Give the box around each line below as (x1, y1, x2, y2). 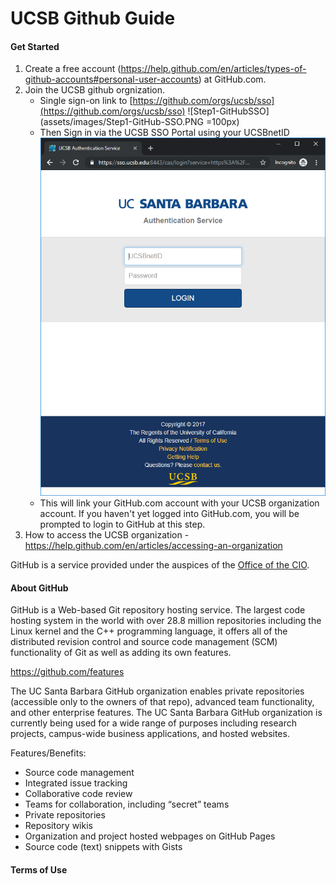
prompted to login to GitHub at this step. (39, 518, 206, 531)
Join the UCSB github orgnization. (24, 84, 166, 96)
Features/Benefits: (10, 747, 87, 759)
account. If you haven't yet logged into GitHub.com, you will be (39, 508, 300, 520)
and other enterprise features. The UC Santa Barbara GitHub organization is (10, 707, 323, 719)
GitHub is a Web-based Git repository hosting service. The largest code (10, 604, 306, 616)
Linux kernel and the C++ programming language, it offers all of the (10, 625, 288, 637)
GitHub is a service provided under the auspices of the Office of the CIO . (10, 559, 310, 571)
